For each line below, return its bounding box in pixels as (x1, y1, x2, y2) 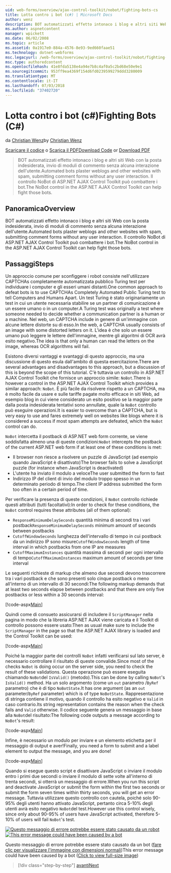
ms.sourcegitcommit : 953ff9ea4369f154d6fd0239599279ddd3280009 (5, 69, 142, 74)
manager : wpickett (5, 31, 44, 36)
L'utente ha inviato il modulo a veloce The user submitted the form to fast (12, 470, 164, 476)
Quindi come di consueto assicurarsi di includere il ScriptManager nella (5, 612, 153, 618)
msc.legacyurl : (5, 54, 38, 60)
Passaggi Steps (5, 259, 54, 268)
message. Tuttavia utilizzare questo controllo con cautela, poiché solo (5, 795, 152, 801)
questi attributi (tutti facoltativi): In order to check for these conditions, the (5, 502, 159, 508)
